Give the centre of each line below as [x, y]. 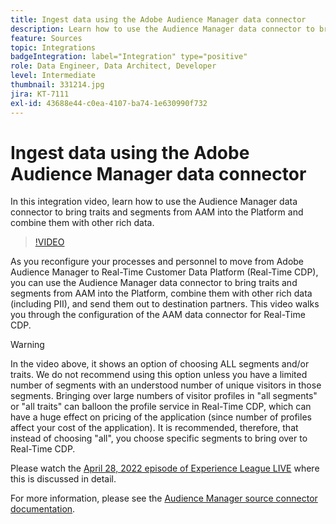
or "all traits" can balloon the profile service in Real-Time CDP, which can [161, 407]
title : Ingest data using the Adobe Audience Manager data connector [158, 19]
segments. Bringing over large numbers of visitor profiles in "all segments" [164, 396]
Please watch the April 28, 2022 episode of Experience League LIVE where [165, 468]
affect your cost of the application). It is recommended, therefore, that [154, 428]
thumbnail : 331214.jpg [57, 85]
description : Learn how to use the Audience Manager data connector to [162, 29]
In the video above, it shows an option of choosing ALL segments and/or [160, 364]
